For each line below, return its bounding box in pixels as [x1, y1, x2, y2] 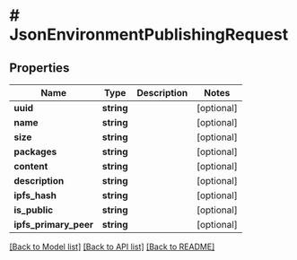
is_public [13, 204, 54, 216]
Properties [9, 60, 70, 75]
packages [13, 145, 57, 158]
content [13, 160, 48, 172]
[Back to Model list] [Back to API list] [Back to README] [9, 241, 215, 252]
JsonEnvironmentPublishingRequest [9, 24, 289, 45]
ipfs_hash [13, 189, 57, 202]
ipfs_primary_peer [13, 219, 94, 230]
